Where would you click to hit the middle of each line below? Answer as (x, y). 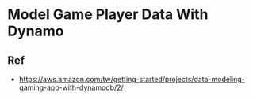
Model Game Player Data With (108, 15)
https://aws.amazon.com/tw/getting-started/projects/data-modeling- (132, 79)
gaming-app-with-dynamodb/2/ (71, 87)
